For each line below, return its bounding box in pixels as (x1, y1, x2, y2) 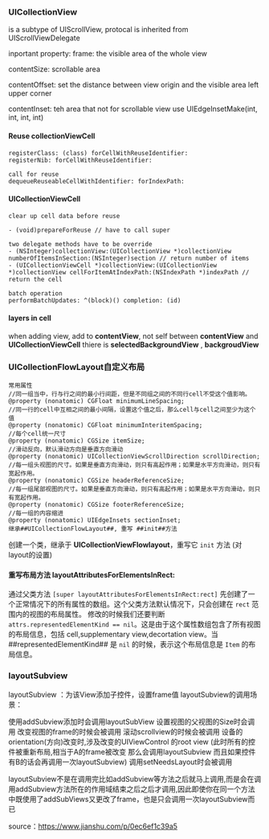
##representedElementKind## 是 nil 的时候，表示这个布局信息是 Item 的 (8, 640, 249, 649)
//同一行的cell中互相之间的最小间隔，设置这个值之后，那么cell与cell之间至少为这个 (8, 405, 256, 414)
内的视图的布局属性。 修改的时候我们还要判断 (14, 610, 165, 619)
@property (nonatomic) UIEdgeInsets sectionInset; (8, 516, 181, 524)
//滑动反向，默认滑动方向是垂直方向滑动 (8, 446, 124, 454)
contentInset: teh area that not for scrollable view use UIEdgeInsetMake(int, (8, 104, 259, 114)
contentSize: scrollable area (8, 64, 100, 74)
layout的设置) (8, 550, 53, 560)
